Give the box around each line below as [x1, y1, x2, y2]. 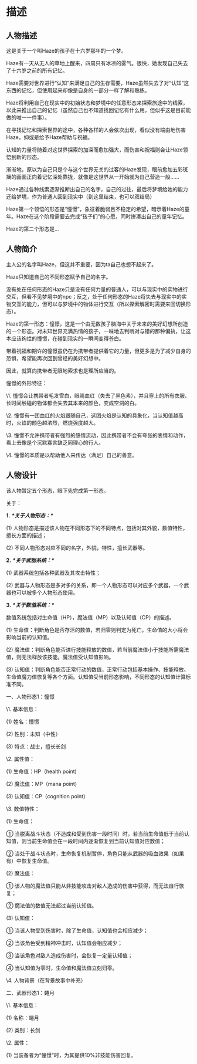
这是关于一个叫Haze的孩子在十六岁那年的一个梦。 [6, 48, 127, 54]
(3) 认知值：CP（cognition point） [6, 792, 89, 799]
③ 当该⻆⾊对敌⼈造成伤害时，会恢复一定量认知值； [6, 951, 133, 959]
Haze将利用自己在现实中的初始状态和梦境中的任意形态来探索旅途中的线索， [6, 99, 188, 106]
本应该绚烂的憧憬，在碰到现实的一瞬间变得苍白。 [6, 335, 124, 342]
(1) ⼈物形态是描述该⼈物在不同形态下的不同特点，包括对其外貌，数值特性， [6, 524, 188, 531]
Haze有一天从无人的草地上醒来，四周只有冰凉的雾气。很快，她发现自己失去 [6, 60, 188, 66]
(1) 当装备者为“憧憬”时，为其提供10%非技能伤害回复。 [6, 1051, 137, 1059]
